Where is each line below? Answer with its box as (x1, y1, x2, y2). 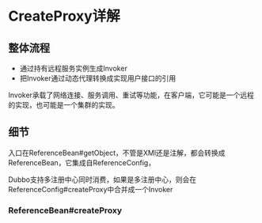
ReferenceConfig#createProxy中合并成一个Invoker (8, 184, 173, 194)
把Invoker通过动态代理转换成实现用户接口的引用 (19, 74, 177, 83)
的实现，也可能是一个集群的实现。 (8, 100, 120, 109)
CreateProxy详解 (8, 7, 120, 25)
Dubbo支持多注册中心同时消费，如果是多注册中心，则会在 (8, 175, 196, 184)
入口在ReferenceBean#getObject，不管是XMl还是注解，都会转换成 (8, 148, 226, 157)
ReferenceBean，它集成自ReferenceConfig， (8, 157, 156, 167)
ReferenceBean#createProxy (8, 205, 123, 216)
